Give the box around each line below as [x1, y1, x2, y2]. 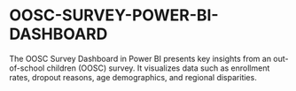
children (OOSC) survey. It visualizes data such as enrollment [46, 63, 270, 73]
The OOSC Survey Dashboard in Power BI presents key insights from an [9, 53, 272, 64]
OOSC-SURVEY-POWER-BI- [9, 5, 219, 26]
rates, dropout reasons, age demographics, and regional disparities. [9, 72, 257, 82]
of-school [9, 63, 45, 73]
